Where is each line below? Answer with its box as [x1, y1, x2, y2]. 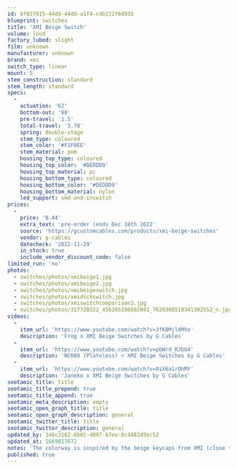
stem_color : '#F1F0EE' [20, 142, 87, 149]
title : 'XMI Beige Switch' [7, 23, 87, 30]
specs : [7, 89, 27, 96]
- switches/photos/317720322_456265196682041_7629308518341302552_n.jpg [13, 306, 232, 313]
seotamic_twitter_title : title [7, 418, 99, 425]
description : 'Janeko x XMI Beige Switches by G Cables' [20, 372, 191, 379]
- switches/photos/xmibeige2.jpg [13, 280, 112, 287]
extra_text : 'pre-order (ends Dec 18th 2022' [20, 221, 157, 228]
